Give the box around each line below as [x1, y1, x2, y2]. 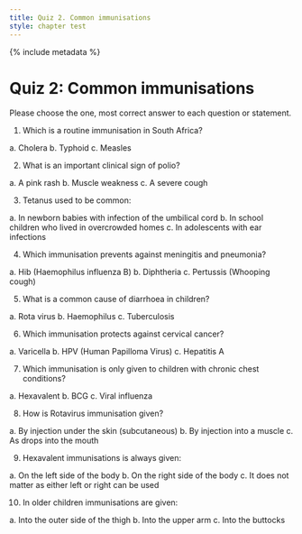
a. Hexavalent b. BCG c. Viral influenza [9, 391, 153, 401]
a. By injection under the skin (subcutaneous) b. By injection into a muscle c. [9, 426, 294, 437]
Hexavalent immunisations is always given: [22, 453, 182, 464]
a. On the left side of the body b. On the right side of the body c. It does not [9, 470, 289, 481]
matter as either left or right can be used [9, 480, 160, 491]
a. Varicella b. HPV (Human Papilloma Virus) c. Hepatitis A [9, 346, 224, 357]
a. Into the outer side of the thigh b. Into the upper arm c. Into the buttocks [9, 515, 286, 526]
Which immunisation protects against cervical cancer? [22, 328, 224, 339]
